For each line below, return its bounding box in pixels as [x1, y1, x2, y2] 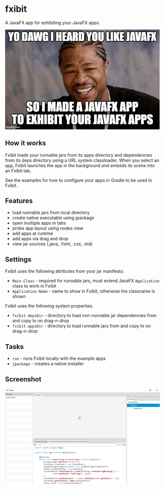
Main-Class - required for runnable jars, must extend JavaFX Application [12, 278, 160, 284]
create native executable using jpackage [12, 215, 94, 221]
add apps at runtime [12, 230, 53, 236]
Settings [5, 255, 32, 263]
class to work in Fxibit [12, 283, 56, 289]
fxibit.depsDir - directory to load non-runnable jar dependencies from [12, 313, 157, 318]
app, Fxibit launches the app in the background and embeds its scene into [5, 162, 155, 168]
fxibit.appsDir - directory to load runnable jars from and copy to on [12, 323, 151, 329]
